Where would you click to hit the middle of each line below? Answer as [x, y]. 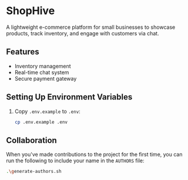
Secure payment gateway [46, 78]
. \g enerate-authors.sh [34, 172]
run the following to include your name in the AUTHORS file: [75, 161]
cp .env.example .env [41, 122]
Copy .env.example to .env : [47, 111]
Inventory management [43, 66]
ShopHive [31, 11]
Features [23, 52]
